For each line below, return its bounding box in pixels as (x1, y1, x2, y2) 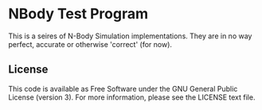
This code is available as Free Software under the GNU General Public (8, 84, 238, 93)
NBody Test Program (8, 5, 149, 23)
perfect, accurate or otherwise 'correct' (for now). (8, 39, 173, 49)
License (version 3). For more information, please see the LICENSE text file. (8, 92, 256, 102)
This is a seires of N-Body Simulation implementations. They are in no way (8, 31, 252, 41)
